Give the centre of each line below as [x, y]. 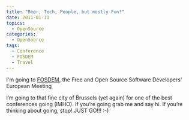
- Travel [22, 62]
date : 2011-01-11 [28, 17]
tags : [13, 46]
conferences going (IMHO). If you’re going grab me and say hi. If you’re [94, 104]
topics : [16, 23]
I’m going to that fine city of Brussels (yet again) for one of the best [89, 98]
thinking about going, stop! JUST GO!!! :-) [58, 110]
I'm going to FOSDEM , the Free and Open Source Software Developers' [94, 80]
